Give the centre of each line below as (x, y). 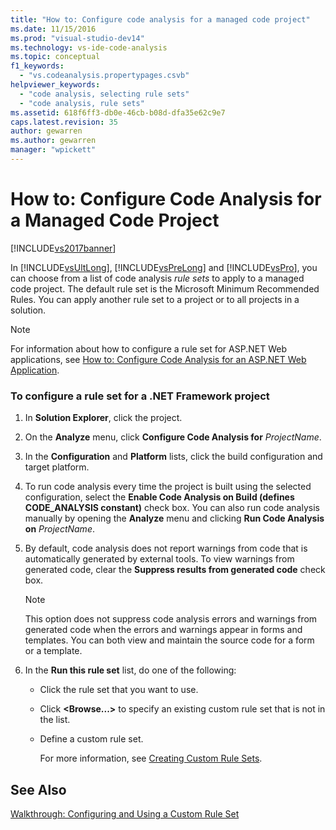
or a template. (53, 651)
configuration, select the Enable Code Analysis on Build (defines (159, 497)
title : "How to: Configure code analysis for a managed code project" (160, 19)
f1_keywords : (37, 66)
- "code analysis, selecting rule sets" (104, 94)
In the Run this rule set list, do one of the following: (130, 670)
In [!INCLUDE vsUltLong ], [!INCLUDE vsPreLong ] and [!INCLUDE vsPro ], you (164, 267)
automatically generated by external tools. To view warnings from (159, 559)
